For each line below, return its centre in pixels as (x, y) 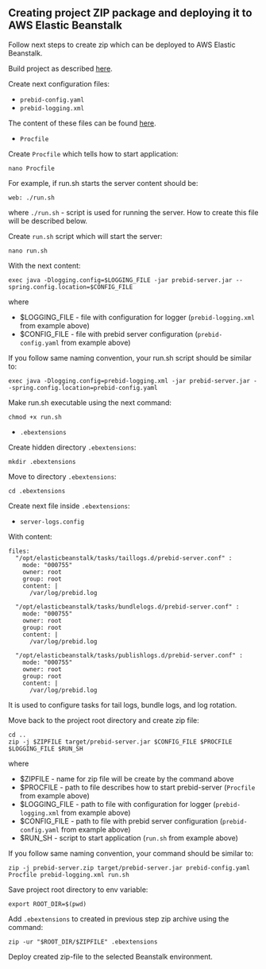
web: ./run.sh (32, 198)
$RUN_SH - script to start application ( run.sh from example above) (129, 838)
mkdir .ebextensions (42, 461)
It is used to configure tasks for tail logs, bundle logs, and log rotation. (123, 705)
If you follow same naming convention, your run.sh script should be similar (130, 357)
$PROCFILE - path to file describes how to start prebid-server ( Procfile (137, 787)
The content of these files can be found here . (82, 123)
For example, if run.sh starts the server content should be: (103, 183)
